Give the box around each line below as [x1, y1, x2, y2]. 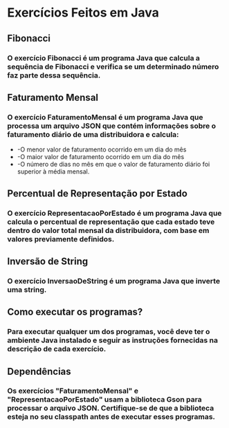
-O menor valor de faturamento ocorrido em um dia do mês [17, 145, 187, 153]
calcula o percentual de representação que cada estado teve [7, 216, 215, 226]
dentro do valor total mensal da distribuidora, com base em [7, 225, 210, 235]
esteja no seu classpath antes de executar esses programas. [7, 412, 216, 422]
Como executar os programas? [7, 306, 143, 318]
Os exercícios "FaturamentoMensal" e [7, 386, 139, 396]
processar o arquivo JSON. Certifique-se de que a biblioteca [7, 403, 214, 413]
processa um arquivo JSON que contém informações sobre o [7, 121, 217, 131]
